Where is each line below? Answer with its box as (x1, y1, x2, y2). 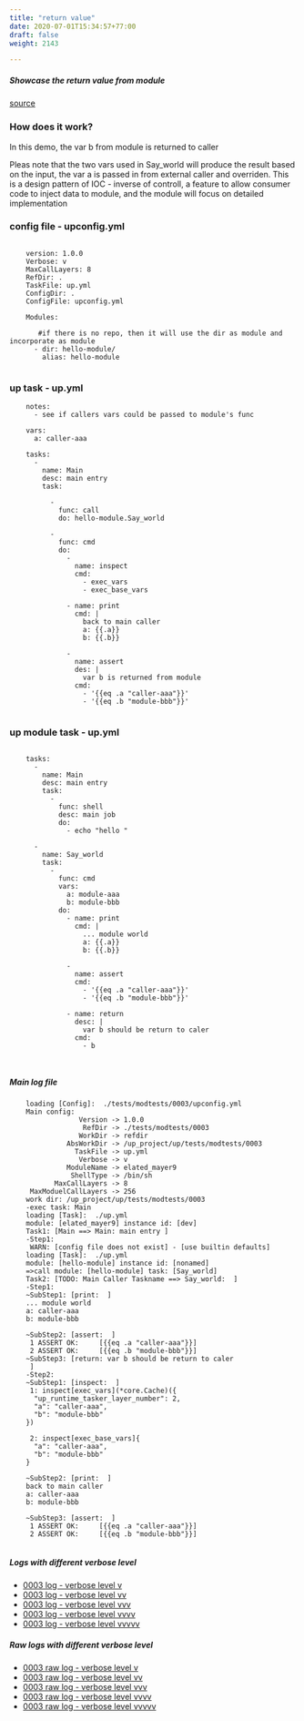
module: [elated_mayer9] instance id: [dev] (25, 1219, 198, 1228)
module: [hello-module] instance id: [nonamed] (25, 1258, 209, 1268)
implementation (9, 198, 68, 209)
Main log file (9, 1076, 57, 1087)
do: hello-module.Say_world (57, 514, 166, 524)
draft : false (9, 30, 59, 39)
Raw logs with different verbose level (9, 1639, 153, 1650)
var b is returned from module (82, 673, 202, 683)
